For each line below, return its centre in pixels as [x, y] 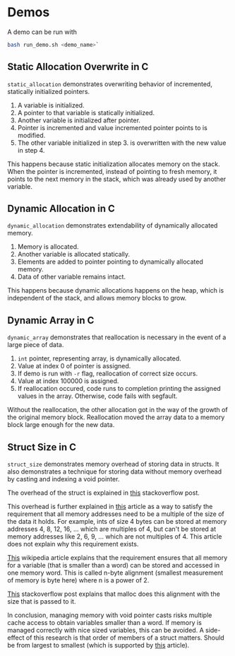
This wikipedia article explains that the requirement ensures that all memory [117, 558]
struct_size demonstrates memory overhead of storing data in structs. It [113, 464]
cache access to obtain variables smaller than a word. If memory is [105, 623]
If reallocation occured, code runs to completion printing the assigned [119, 389]
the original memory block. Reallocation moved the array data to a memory [116, 417]
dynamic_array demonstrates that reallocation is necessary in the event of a [117, 337]
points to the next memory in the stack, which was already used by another [117, 179]
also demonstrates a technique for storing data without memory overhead [115, 471]
